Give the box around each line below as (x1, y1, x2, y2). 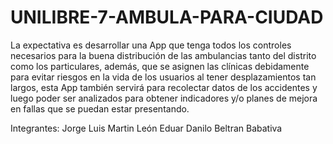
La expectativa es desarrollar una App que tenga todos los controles (10, 39, 292, 51)
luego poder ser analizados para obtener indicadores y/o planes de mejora (10, 92, 318, 104)
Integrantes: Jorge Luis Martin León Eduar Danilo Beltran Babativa (10, 122, 283, 134)
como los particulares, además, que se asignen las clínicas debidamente (10, 60, 310, 72)
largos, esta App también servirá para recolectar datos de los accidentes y (10, 81, 318, 93)
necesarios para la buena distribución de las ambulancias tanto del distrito (10, 49, 317, 61)
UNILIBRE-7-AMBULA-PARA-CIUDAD (10, 6, 324, 29)
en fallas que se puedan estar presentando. (10, 102, 190, 115)
